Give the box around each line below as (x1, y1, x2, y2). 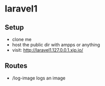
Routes (5, 61, 28, 70)
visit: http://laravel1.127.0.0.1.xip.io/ (12, 47, 84, 53)
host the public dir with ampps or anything (12, 42, 100, 48)
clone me (12, 36, 32, 42)
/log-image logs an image (12, 75, 66, 81)
